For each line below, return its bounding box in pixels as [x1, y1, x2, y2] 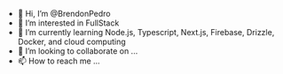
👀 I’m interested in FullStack [17, 18, 120, 28]
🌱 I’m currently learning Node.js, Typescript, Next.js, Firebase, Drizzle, [17, 27, 275, 37]
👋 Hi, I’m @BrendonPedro [17, 9, 111, 18]
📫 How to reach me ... [17, 55, 100, 66]
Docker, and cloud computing [17, 36, 126, 47]
